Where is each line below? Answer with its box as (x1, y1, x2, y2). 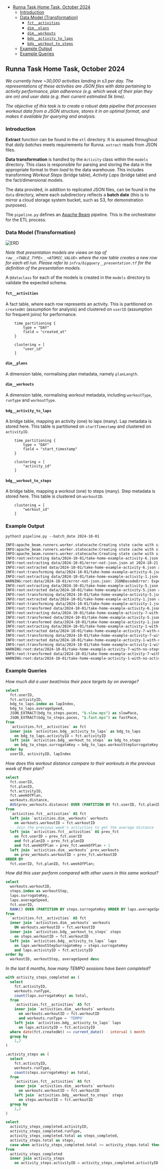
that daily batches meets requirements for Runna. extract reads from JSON (5, 142, 158, 148)
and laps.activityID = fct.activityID (14, 947, 93, 953)
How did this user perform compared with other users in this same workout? (5, 870, 159, 876)
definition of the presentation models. (5, 265, 81, 271)
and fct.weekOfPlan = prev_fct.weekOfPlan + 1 (14, 843, 110, 848)
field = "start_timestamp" (23, 447, 78, 452)
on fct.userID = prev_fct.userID (14, 834, 82, 839)
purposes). (5, 202, 28, 208)
